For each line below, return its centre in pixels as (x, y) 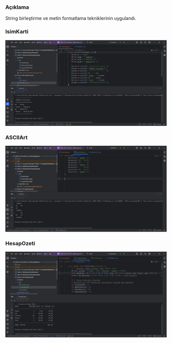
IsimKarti (17, 32)
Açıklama (17, 7)
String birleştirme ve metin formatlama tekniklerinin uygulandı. (71, 18)
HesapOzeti (20, 243)
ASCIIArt (17, 138)
